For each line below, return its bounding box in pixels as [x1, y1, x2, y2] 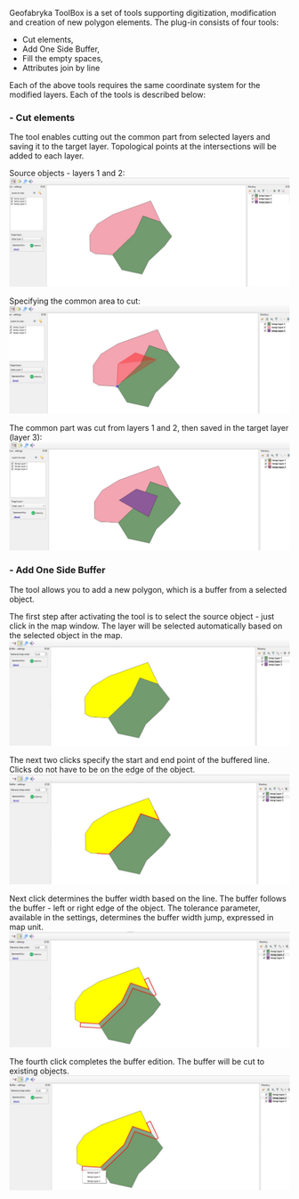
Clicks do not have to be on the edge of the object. [9, 765, 196, 775]
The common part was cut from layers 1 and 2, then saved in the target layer [9, 423, 289, 433]
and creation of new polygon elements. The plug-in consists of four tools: [9, 17, 279, 28]
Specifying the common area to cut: [9, 296, 141, 306]
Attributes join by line [21, 62, 101, 73]
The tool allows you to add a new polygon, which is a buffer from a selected [9, 584, 287, 595]
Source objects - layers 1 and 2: [9, 168, 125, 179]
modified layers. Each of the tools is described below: [9, 89, 206, 100]
